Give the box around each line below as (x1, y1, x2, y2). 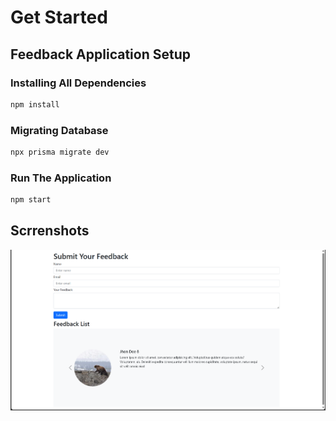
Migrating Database (10, 123, 109, 137)
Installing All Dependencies (10, 76, 147, 90)
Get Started (10, 6, 108, 29)
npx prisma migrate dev (10, 147, 110, 158)
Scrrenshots (10, 222, 90, 240)
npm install (10, 99, 60, 110)
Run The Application (10, 171, 112, 185)
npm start (10, 195, 52, 205)
